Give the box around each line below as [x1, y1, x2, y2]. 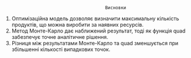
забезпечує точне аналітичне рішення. [11, 34, 109, 40]
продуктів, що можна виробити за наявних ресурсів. [11, 21, 144, 28]
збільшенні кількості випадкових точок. [11, 46, 111, 53]
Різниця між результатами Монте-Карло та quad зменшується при [11, 40, 179, 46]
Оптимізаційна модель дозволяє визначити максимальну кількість [11, 15, 179, 22]
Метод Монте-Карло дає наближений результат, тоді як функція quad [11, 27, 186, 34]
